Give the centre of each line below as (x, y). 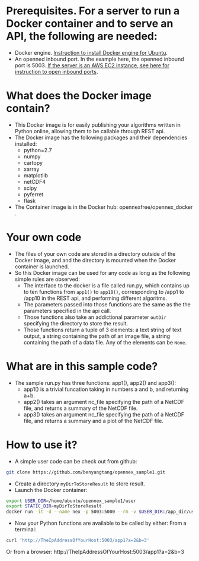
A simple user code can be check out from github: (76, 461)
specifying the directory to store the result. (76, 323)
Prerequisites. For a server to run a (93, 11)
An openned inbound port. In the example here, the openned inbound (99, 59)
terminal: (25, 529)
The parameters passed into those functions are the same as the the (107, 304)
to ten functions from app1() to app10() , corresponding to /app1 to (104, 292)
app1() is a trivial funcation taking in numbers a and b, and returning (106, 389)
